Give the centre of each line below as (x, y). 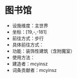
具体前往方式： (28, 44)
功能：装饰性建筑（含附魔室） (43, 51)
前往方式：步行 (28, 38)
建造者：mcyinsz (30, 64)
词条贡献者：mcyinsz (34, 70)
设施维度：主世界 (30, 25)
